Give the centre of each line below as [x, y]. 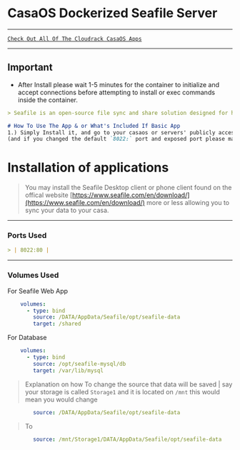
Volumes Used [33, 275]
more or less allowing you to [188, 203]
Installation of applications [88, 167]
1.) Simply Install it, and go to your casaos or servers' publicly [111, 132]
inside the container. [48, 100]
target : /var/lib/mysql [68, 370]
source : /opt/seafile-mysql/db [80, 364]
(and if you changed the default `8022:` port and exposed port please [116, 139]
